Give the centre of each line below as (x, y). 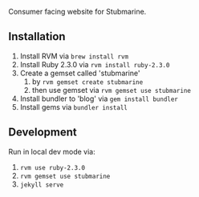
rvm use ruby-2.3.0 (53, 167)
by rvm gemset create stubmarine (87, 81)
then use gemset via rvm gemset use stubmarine (111, 90)
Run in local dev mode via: (52, 151)
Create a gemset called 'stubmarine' (80, 73)
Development (43, 133)
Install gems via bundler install (74, 107)
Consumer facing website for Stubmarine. (77, 12)
